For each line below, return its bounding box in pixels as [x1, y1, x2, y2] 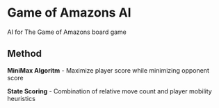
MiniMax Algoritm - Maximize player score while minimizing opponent [7, 66, 210, 74]
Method [7, 48, 42, 60]
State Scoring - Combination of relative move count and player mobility [7, 87, 212, 95]
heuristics [7, 94, 36, 102]
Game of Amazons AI [7, 5, 131, 21]
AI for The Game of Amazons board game [7, 28, 127, 36]
